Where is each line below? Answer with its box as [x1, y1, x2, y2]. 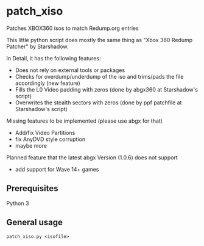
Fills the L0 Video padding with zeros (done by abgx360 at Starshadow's [15, 85, 198, 93]
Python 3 [6, 200, 29, 207]
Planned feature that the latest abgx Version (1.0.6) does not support [6, 154, 178, 161]
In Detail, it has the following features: [6, 54, 101, 62]
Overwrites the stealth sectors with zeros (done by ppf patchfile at [15, 99, 182, 106]
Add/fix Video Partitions [15, 129, 76, 136]
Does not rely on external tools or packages [15, 66, 125, 74]
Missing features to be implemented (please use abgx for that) [6, 117, 163, 125]
